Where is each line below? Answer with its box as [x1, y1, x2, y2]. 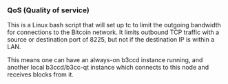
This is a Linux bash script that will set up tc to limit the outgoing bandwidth [7, 21, 222, 29]
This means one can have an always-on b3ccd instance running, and [7, 56, 203, 64]
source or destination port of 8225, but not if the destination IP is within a [7, 36, 215, 44]
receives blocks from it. [7, 70, 74, 79]
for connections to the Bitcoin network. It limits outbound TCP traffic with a [7, 28, 220, 36]
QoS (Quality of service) [7, 5, 90, 15]
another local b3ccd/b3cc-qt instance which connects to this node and [7, 64, 209, 72]
